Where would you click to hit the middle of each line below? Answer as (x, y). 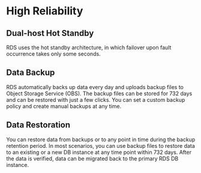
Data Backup (31, 73)
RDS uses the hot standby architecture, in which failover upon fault (89, 47)
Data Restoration (38, 125)
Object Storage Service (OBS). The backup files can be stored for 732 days (99, 93)
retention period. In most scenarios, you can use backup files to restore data (100, 145)
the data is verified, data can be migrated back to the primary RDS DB (92, 158)
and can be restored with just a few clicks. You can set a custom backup (96, 99)
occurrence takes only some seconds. (53, 54)
